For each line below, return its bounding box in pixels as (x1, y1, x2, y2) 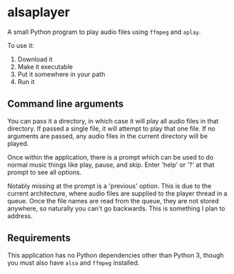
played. (7, 139, 29, 148)
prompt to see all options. (7, 167, 82, 177)
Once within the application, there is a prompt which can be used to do (7, 153, 214, 161)
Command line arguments (7, 98, 124, 110)
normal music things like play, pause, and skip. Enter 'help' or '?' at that (7, 160, 215, 169)
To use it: (7, 41, 35, 49)
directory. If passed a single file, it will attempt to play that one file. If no (7, 124, 216, 133)
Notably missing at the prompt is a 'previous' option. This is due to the (7, 181, 212, 190)
